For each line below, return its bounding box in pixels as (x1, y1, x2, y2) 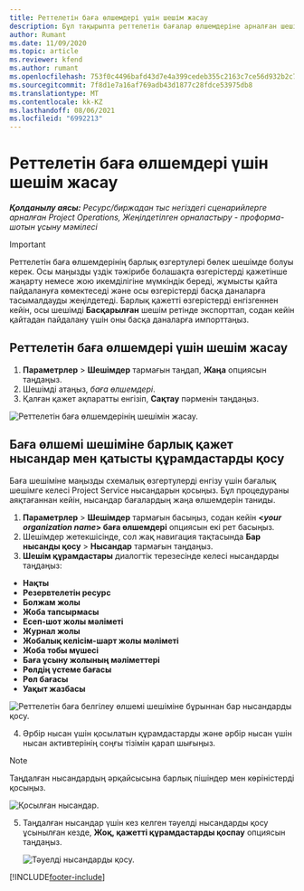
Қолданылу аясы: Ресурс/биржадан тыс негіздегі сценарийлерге (9, 203, 268, 213)
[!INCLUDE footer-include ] (9, 871, 106, 882)
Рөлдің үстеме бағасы (22, 664, 112, 675)
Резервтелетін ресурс (22, 587, 111, 598)
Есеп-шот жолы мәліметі (22, 616, 124, 627)
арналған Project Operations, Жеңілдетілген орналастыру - (9, 212, 239, 223)
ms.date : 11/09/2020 (9, 38, 88, 48)
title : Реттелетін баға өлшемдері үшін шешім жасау (9, 13, 208, 23)
